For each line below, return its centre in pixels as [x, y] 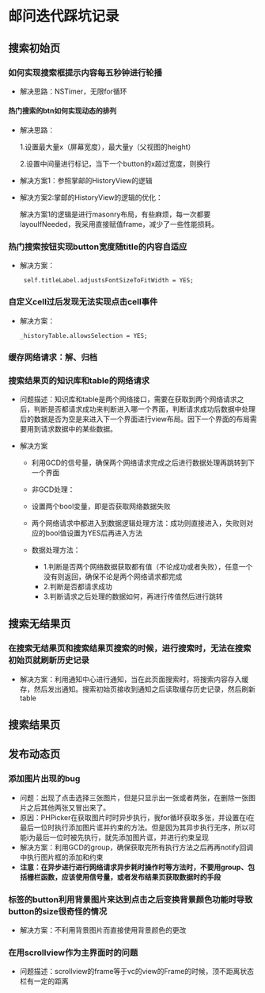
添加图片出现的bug [44, 779]
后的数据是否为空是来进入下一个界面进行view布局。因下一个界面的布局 [135, 419]
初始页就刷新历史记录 [49, 661]
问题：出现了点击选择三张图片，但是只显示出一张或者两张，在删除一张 [134, 797]
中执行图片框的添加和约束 [61, 857]
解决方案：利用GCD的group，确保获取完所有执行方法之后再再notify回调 [136, 847]
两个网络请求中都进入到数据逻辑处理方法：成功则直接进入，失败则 [139, 523]
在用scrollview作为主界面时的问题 [73, 953]
